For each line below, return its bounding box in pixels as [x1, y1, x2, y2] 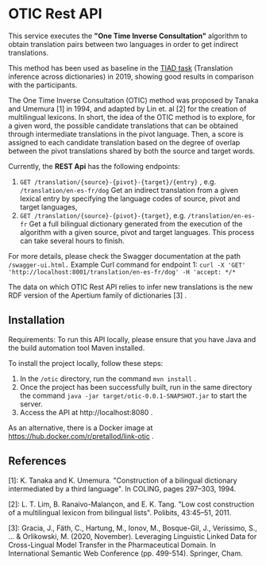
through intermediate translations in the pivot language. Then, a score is [8, 129, 244, 139]
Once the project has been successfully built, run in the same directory [19, 382, 253, 391]
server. [19, 399, 44, 409]
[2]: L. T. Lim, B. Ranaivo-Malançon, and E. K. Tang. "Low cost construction [8, 499, 255, 509]
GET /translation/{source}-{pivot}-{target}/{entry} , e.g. [19, 176, 217, 187]
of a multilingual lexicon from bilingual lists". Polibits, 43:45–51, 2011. [8, 507, 232, 517]
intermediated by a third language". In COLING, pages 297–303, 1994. [8, 483, 237, 493]
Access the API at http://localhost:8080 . [19, 407, 153, 417]
